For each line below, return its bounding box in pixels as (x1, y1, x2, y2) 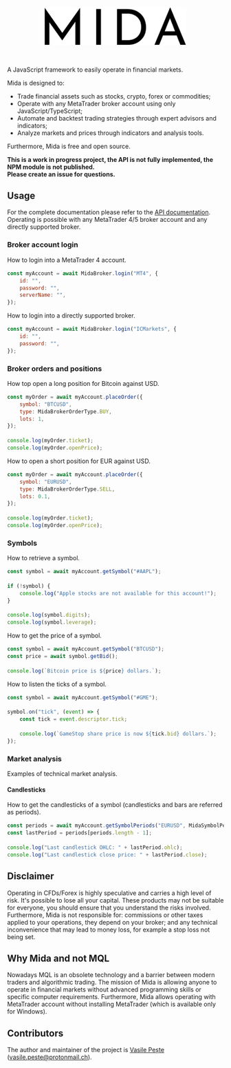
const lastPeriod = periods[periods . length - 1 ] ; (7, 830, 153, 836)
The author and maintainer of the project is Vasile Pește (7, 1046, 165, 1054)
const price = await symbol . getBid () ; (7, 653, 118, 660)
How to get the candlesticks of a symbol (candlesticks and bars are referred (7, 801, 223, 809)
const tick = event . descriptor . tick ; (19, 716, 128, 723)
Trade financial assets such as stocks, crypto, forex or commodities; (16, 92, 211, 100)
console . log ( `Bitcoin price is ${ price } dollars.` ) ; (7, 667, 162, 675)
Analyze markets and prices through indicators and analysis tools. (16, 128, 204, 137)
